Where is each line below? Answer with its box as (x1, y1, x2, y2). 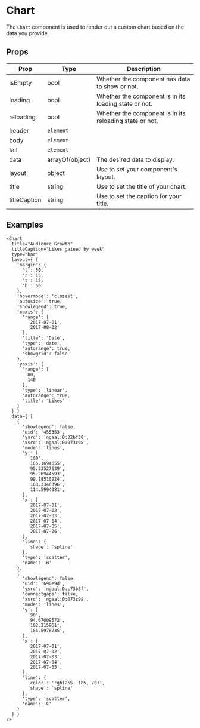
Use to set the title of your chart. (96, 182, 187, 191)
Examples (6, 220, 43, 230)
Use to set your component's (96, 165, 177, 173)
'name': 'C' (21, 701, 52, 707)
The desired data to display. (96, 155, 174, 164)
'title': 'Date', (21, 335, 65, 341)
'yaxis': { (17, 361, 44, 367)
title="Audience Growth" (11, 241, 73, 247)
